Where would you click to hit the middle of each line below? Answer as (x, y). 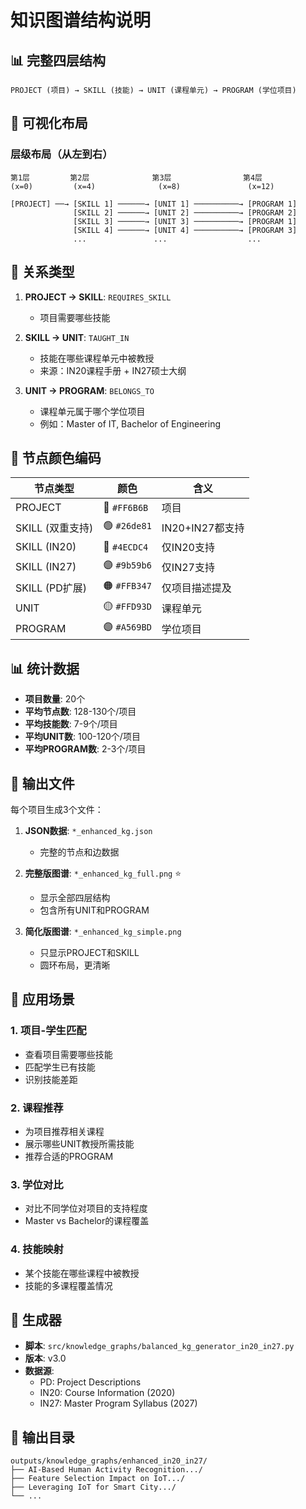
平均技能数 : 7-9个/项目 (71, 724)
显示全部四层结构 (75, 897)
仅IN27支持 (188, 567)
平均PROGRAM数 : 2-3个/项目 (85, 749)
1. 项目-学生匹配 (48, 1031)
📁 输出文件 (42, 783)
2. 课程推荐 (37, 1108)
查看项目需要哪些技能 (68, 1054)
